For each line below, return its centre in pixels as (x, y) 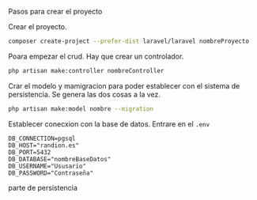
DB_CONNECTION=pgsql (42, 138)
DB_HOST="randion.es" (44, 145)
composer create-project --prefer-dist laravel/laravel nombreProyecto (128, 41)
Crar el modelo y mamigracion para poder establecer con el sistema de (124, 85)
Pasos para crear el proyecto (55, 11)
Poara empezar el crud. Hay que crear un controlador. (96, 56)
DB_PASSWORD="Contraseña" (51, 173)
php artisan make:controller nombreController (86, 70)
